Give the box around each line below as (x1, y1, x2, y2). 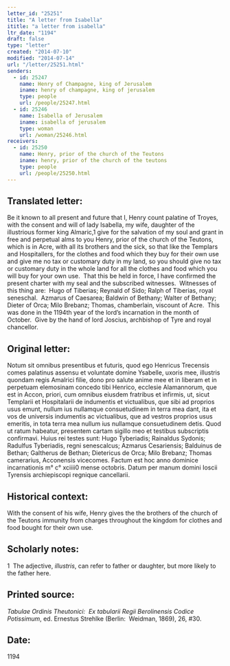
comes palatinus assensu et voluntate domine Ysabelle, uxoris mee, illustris (7, 368, 220, 377)
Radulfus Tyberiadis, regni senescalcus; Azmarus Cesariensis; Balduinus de (7, 441, 222, 450)
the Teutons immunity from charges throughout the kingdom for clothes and (7, 516, 222, 524)
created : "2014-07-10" (7, 49, 72, 56)
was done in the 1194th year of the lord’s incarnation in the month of (7, 309, 199, 317)
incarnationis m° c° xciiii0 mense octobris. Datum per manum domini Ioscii (7, 463, 218, 471)
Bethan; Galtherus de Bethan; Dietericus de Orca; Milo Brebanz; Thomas (7, 449, 212, 457)
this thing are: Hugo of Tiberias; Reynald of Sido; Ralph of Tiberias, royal (7, 287, 214, 295)
